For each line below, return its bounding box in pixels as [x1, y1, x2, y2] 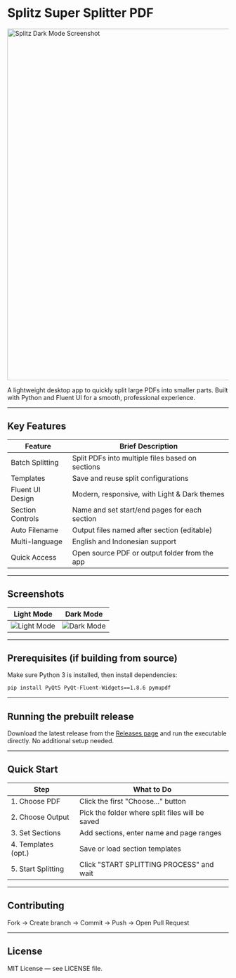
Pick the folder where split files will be [79, 807, 204, 817]
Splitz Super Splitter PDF [7, 5, 154, 21]
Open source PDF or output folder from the [72, 548, 214, 558]
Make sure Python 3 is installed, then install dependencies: [7, 671, 178, 679]
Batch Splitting [11, 457, 59, 467]
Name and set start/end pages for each [72, 505, 202, 515]
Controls [11, 513, 39, 523]
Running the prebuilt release [7, 710, 135, 722]
